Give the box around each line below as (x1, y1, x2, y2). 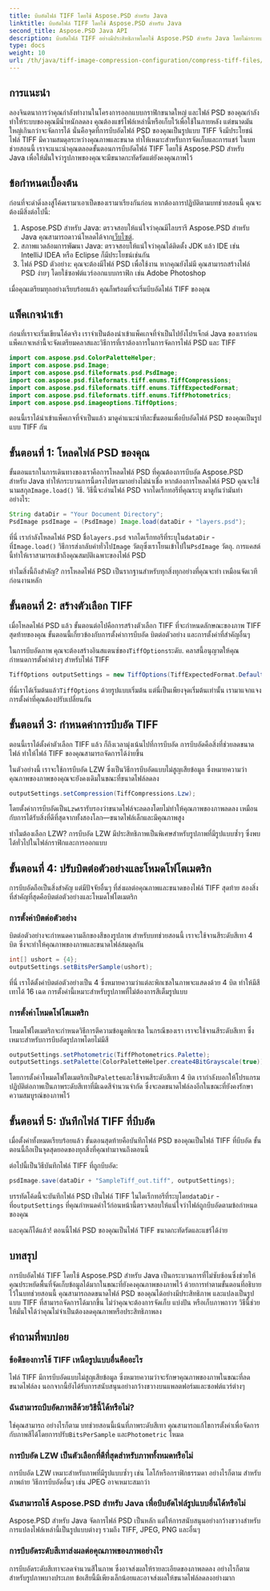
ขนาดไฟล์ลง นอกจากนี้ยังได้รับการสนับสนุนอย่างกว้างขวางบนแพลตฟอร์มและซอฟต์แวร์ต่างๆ (9, 1382, 245, 1391)
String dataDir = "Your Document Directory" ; (9, 510, 163, 518)
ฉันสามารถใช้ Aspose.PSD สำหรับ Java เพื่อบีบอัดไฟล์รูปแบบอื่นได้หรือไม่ (9, 1497, 246, 1508)
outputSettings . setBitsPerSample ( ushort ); (9, 964, 153, 972)
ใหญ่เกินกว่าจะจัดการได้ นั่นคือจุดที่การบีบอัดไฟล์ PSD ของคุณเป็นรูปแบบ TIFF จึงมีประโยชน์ (9, 125, 253, 135)
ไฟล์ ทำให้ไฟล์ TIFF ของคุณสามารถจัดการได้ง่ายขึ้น (9, 748, 144, 758)
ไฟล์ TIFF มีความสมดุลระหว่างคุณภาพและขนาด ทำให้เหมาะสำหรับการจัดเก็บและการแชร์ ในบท (9, 134, 256, 144)
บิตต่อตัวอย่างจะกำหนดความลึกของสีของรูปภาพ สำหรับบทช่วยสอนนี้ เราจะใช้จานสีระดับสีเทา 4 (9, 931, 253, 940)
